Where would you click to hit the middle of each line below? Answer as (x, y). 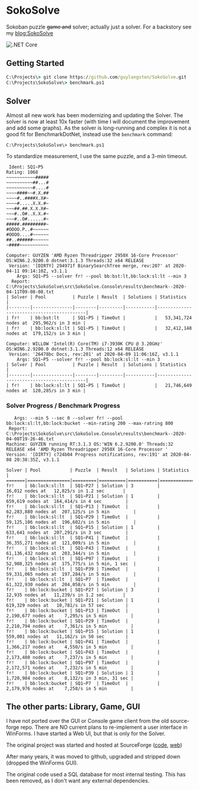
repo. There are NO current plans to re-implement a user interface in (104, 727)
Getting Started (35, 63)
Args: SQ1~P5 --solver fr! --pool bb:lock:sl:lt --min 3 (89, 360)
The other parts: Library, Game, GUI (73, 707)
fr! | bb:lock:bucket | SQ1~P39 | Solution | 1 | (83, 673)
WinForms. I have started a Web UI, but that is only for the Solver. (86, 734)
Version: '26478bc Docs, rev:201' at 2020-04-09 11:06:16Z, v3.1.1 (94, 354)
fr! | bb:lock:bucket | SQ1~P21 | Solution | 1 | (83, 600)
